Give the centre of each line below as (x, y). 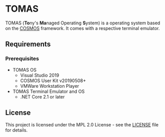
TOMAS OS (25, 70)
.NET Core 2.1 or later (42, 96)
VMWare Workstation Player (50, 86)
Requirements (28, 44)
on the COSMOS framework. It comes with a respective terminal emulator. (82, 28)
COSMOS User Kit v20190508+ (53, 80)
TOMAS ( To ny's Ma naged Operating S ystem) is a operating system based (83, 23)
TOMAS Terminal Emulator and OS (48, 91)
